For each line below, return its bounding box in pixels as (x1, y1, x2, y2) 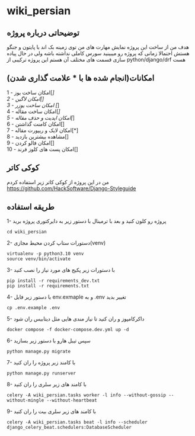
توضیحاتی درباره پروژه (7, 28, 79, 38)
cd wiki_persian (7, 229, 47, 235)
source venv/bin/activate (7, 256, 71, 262)
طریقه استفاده (7, 202, 55, 212)
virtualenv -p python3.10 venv (7, 251, 84, 257)
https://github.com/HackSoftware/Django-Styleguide (7, 185, 136, 192)
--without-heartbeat (46, 397, 97, 403)
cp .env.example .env (7, 305, 60, 311)
